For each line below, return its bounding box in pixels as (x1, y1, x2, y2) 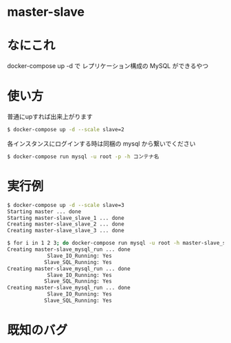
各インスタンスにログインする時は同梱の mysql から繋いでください (7, 139, 196, 148)
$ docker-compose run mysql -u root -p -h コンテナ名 (7, 153, 159, 160)
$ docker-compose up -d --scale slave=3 (7, 201, 125, 208)
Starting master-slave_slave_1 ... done (7, 214, 125, 221)
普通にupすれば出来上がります (7, 113, 93, 121)
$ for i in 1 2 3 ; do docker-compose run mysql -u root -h (7, 240, 180, 247)
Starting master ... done (7, 208, 81, 215)
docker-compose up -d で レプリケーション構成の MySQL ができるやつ (7, 62, 208, 70)
